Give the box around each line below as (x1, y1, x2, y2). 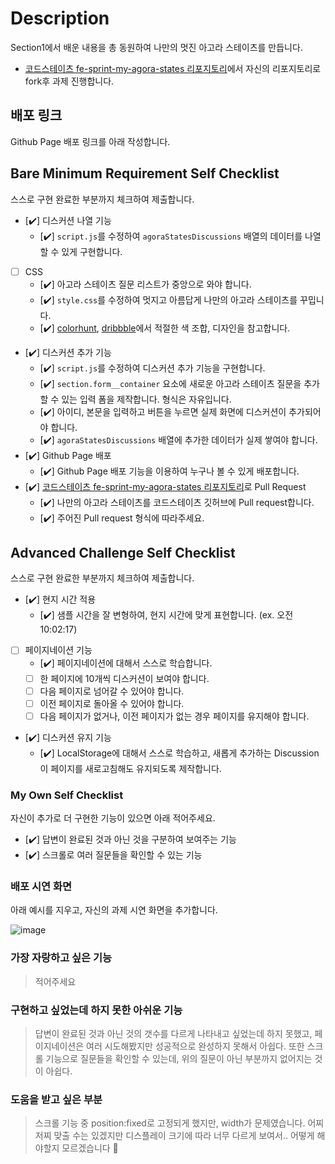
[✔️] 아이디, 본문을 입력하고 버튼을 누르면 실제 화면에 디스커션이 (39, 405, 287, 417)
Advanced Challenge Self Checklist (10, 545, 236, 562)
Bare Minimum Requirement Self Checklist (10, 165, 280, 182)
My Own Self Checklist (10, 788, 124, 802)
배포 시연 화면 (10, 879, 73, 893)
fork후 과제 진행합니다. (24, 75, 115, 87)
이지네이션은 (34, 1040, 85, 1052)
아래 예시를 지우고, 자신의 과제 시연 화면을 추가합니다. (10, 904, 218, 916)
